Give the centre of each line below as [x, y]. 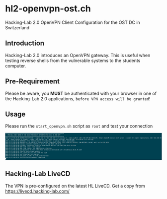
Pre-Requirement [33, 82]
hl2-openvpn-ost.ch [48, 9]
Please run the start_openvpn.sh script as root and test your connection [79, 126]
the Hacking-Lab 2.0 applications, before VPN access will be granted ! [78, 99]
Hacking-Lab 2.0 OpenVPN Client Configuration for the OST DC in [73, 22]
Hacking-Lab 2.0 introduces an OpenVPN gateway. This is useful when [78, 55]
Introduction [25, 43]
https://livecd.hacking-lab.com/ [37, 191]
